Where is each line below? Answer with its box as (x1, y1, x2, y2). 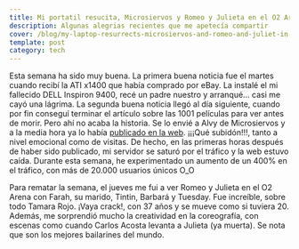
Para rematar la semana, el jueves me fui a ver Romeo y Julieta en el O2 (9, 182, 273, 193)
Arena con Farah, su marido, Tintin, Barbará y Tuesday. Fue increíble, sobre (9, 192, 287, 203)
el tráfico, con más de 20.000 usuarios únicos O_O (9, 165, 195, 176)
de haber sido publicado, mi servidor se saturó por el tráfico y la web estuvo (9, 146, 289, 157)
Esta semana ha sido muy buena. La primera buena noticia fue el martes (9, 70, 274, 81)
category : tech (9, 46, 66, 55)
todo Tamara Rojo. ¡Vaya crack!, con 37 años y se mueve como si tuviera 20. (9, 201, 289, 212)
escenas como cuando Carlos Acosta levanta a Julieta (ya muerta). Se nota (9, 220, 286, 231)
